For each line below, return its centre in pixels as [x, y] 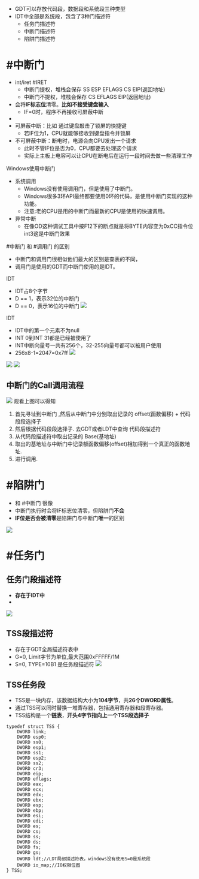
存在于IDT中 [30, 595]
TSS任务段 [26, 684]
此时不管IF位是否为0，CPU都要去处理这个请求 [80, 148]
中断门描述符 [39, 31]
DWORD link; [32, 732]
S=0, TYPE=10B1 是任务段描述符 [54, 664]
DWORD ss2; [30, 763]
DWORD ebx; [30, 800]
